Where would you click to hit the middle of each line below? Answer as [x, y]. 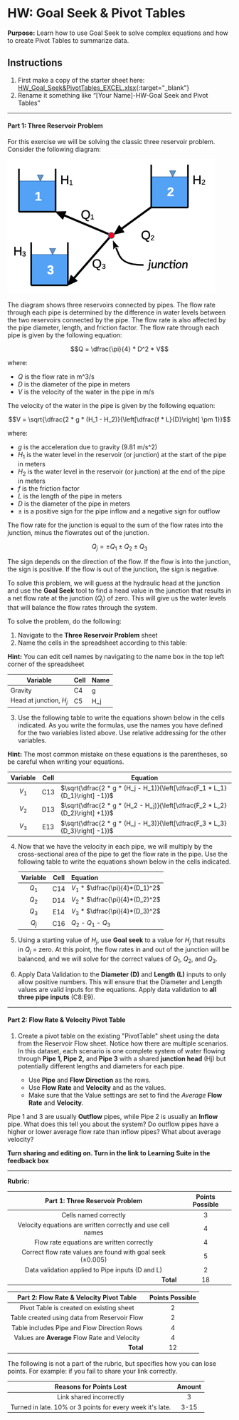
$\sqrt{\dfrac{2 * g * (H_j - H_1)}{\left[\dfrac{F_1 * [136, 788]
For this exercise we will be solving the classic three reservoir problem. [111, 141]
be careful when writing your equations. [66, 762]
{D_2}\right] [78, 813]
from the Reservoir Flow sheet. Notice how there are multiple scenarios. [123, 1043]
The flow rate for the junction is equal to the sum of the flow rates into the [115, 525]
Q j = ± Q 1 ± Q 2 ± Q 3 [119, 547]
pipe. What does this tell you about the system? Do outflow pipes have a [113, 1124]
